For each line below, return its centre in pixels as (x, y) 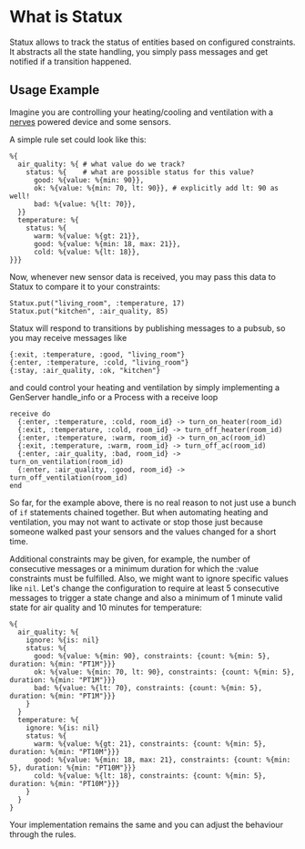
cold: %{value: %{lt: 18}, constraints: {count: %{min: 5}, (150, 776)
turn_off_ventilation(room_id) (69, 477)
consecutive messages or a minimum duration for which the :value (134, 568)
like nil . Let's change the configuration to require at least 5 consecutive (144, 588)
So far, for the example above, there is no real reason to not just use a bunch (153, 502)
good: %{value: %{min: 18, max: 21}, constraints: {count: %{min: (162, 760)
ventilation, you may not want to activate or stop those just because (137, 522)
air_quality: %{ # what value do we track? (101, 164)
